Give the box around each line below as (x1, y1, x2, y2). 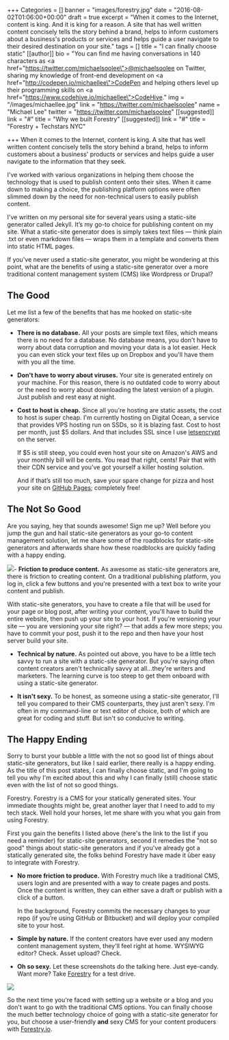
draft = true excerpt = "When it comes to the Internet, (68, 13, 219, 21)
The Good (7, 290, 50, 301)
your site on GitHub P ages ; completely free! (16, 483, 141, 492)
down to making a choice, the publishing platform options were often (7, 185, 201, 193)
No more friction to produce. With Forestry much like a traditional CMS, (16, 871, 220, 880)
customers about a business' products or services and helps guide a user (7, 150, 215, 158)
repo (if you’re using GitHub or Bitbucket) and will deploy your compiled (16, 914, 219, 922)
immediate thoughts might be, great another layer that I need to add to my (7, 802, 215, 810)
